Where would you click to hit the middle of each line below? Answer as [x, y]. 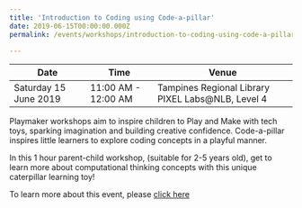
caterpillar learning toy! [52, 177]
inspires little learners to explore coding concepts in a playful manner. [138, 140]
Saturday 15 [40, 88]
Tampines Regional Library [213, 88]
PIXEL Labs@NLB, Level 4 [212, 99]
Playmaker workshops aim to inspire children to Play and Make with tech [143, 122]
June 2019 [37, 99]
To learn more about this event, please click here [100, 194]
